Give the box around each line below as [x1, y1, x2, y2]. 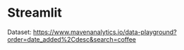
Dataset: [7, 28, 32, 36]
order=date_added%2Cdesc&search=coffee [7, 35, 136, 43]
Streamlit [7, 5, 62, 21]
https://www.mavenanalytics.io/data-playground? [32, 28, 178, 36]
